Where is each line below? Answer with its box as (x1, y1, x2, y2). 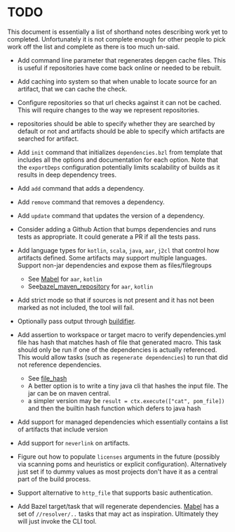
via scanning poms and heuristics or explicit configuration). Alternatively (17, 460, 227, 468)
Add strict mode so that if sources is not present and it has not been (17, 296, 215, 304)
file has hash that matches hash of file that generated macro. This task (17, 338, 222, 346)
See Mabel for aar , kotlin (27, 274, 103, 283)
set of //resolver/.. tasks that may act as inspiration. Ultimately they (17, 509, 219, 518)
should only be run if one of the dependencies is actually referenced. (17, 346, 217, 354)
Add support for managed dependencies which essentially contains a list (17, 417, 229, 426)
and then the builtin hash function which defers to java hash (27, 404, 201, 412)
